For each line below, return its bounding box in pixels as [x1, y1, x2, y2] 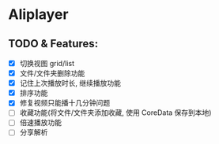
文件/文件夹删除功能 [19, 68, 85, 78]
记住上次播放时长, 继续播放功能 [19, 79, 121, 88]
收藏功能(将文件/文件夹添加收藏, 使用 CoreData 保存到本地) [19, 108, 212, 117]
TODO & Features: [8, 37, 99, 50]
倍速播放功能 [19, 118, 62, 127]
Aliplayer [8, 6, 69, 24]
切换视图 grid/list [19, 59, 75, 68]
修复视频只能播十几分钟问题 [19, 98, 111, 108]
